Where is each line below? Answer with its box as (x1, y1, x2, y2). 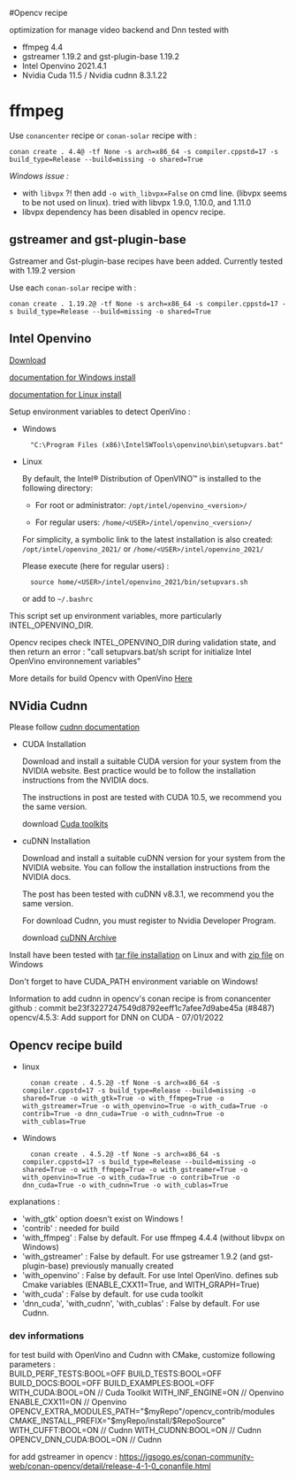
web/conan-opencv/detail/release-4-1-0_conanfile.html (9, 1461, 211, 1472)
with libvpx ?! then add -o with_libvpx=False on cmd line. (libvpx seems (21, 188, 287, 198)
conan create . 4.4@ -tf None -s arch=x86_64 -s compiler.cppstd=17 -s (9, 147, 278, 156)
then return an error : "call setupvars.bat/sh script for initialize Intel (9, 646, 252, 657)
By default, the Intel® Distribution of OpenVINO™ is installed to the (21, 473, 262, 483)
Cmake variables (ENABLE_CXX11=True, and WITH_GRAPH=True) (21, 1279, 261, 1291)
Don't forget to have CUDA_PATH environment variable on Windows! (9, 976, 259, 987)
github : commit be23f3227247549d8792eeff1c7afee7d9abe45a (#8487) (9, 1003, 276, 1014)
